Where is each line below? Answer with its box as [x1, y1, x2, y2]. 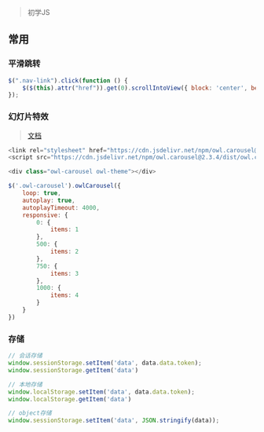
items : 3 [49, 269, 79, 277]
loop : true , [22, 189, 61, 197]
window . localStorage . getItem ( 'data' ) [8, 395, 132, 403]
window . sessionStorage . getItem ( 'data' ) [8, 366, 139, 374]
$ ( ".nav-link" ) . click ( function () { [8, 76, 128, 85]
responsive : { [22, 211, 68, 219]
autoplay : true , [22, 196, 76, 204]
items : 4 [49, 291, 79, 299]
